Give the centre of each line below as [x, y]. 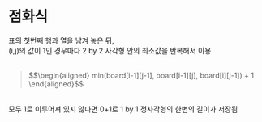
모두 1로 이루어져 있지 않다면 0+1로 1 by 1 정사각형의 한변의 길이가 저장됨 [123, 109]
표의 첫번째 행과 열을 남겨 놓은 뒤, [61, 40]
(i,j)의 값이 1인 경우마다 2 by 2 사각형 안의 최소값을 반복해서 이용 [110, 50]
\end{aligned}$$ [56, 84]
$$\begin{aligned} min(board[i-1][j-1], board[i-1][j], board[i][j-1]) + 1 [141, 75]
